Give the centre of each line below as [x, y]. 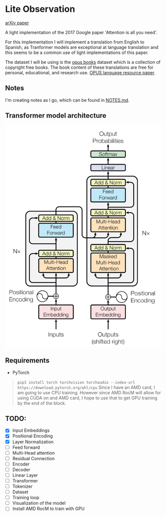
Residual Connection [33, 458]
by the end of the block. [42, 403]
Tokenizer [23, 486]
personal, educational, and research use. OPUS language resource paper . [80, 72]
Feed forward [26, 447]
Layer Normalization [33, 442]
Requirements [27, 360]
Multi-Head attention [33, 453]
